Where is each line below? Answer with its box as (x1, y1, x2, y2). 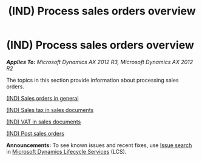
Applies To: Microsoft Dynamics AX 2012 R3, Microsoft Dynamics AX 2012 (6, 58, 194, 65)
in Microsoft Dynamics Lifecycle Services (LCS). (6, 148, 127, 155)
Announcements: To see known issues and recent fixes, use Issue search (6, 141, 192, 149)
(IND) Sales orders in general (6, 94, 79, 102)
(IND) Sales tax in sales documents (6, 106, 94, 113)
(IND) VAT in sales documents (6, 118, 81, 125)
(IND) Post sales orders (6, 130, 65, 137)
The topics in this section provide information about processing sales (6, 76, 179, 84)
